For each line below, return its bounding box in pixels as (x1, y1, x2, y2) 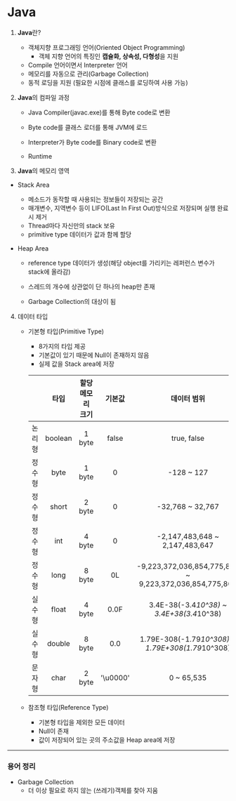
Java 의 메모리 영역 (17, 166, 70, 175)
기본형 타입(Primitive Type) (27, 327, 104, 336)
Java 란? (17, 28, 41, 37)
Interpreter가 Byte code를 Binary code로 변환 (27, 138, 157, 146)
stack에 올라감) (27, 267, 71, 276)
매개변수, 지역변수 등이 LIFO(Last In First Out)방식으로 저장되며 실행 (27, 204, 216, 212)
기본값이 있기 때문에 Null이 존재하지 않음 (38, 350, 150, 359)
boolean (45, 433, 72, 443)
